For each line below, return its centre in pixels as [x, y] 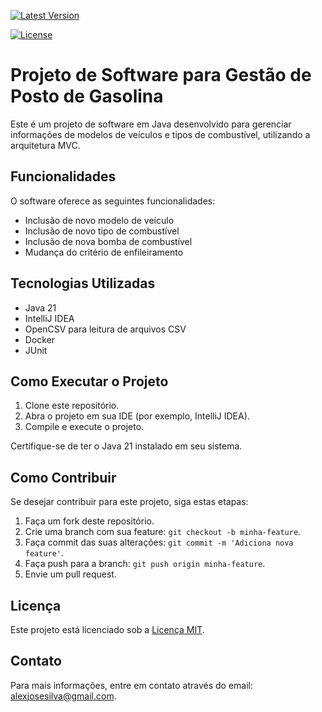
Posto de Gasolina [87, 96]
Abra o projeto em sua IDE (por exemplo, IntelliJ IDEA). [137, 416]
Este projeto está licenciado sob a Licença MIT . [107, 629]
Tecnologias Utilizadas [83, 283]
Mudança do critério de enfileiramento [104, 252]
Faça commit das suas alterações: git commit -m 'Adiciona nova [159, 542]
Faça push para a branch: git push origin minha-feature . [145, 564]
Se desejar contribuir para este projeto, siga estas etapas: [129, 502]
